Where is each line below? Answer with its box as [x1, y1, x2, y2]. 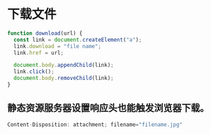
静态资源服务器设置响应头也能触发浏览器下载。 [7, 102, 210, 114]
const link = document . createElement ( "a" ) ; [13, 36, 142, 43]
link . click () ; [13, 68, 54, 75]
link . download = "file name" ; [13, 42, 101, 49]
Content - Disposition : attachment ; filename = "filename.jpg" [7, 121, 183, 128]
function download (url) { [7, 29, 82, 37]
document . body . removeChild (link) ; [13, 74, 114, 82]
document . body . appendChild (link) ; [13, 62, 114, 69]
